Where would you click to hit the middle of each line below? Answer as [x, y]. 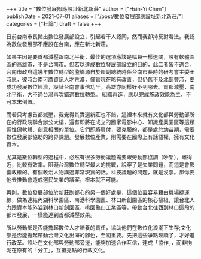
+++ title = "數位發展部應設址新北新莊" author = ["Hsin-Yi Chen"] [86, 9]
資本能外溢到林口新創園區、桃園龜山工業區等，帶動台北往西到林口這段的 [106, 207]
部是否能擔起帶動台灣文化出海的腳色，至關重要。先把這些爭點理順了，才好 [98, 235]
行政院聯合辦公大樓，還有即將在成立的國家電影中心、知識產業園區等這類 [106, 122]
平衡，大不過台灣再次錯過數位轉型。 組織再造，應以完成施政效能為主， [98, 94]
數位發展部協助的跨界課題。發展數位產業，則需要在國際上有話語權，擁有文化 [100, 137]
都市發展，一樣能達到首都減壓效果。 [51, 215]
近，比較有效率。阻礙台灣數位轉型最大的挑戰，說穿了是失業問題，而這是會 [98, 165]
